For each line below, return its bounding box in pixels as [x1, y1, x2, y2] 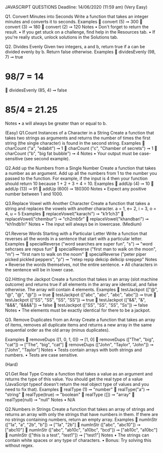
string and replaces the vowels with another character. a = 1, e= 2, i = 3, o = [5, 206, 157, 211]
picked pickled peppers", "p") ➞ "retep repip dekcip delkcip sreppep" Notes [5, 256, 157, 262]
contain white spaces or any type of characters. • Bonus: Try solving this [5, 437, 152, 443]
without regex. [5, 442, 34, 448]
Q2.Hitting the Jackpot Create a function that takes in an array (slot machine [5, 276, 158, 282]
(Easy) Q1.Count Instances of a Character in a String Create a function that [5, 130, 154, 135]
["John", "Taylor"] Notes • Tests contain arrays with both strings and [5, 347, 142, 353]
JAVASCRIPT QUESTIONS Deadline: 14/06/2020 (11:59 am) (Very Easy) [5, 4, 147, 10]
